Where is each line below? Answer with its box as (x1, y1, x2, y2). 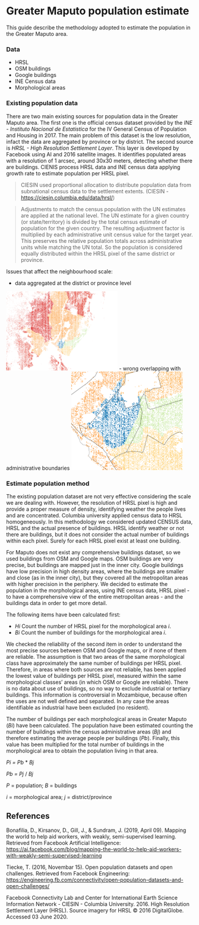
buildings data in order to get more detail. (6, 600, 108, 607)
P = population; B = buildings (6, 782, 77, 789)
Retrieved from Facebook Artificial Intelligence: (6, 840, 121, 847)
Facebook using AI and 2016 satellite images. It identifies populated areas (6, 150, 187, 158)
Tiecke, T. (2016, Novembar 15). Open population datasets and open (6, 864, 173, 871)
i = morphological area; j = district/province (6, 794, 112, 801)
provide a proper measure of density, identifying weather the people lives (6, 505, 186, 513)
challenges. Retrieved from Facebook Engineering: (6, 870, 130, 877)
